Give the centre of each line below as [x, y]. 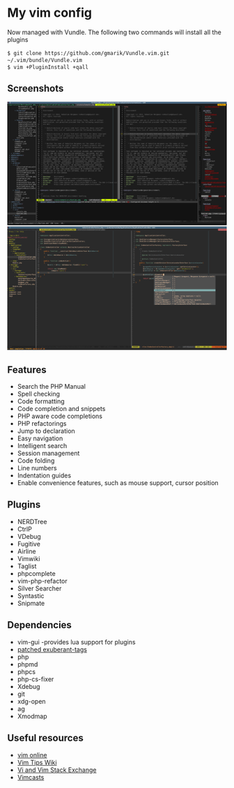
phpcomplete [36, 573]
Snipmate [31, 603]
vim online [32, 754]
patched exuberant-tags [52, 649]
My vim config [50, 13]
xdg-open [32, 701]
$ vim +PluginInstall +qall [48, 67]
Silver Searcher [39, 588]
